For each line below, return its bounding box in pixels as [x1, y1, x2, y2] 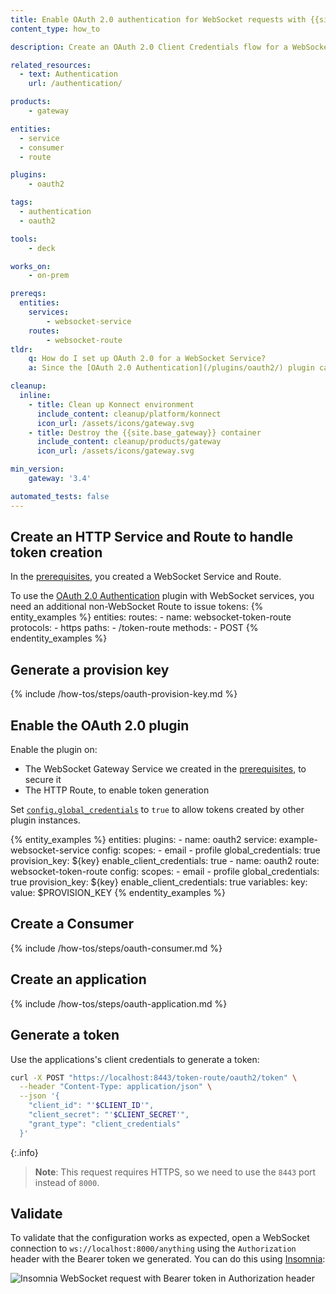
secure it [24, 774, 62, 786]
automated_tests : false [10, 491, 110, 501]
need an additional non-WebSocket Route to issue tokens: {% [10, 601, 264, 613]
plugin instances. [10, 814, 81, 826]
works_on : [10, 261, 52, 271]
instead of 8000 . [34, 1176, 100, 1188]
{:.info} [10, 1146, 39, 1158]
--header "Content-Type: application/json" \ [19, 1082, 213, 1092]
